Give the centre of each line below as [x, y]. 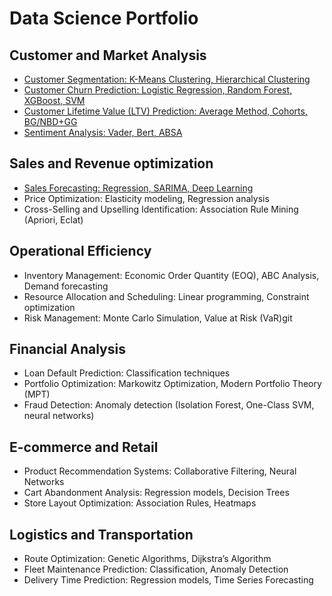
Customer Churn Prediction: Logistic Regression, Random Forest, [158, 90]
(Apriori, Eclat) [53, 219]
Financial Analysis [67, 349]
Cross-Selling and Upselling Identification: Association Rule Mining [161, 209]
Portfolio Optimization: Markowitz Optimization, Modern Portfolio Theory [172, 384]
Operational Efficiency [80, 251]
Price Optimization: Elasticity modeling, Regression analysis [146, 198]
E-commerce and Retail [84, 447]
